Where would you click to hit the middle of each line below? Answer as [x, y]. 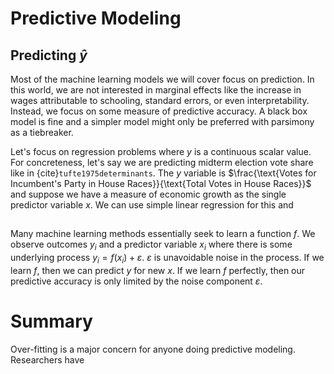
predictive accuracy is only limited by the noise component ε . [136, 281]
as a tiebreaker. [42, 132]
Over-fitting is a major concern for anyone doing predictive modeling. [153, 349]
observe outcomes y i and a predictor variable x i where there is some [151, 245]
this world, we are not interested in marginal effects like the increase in [156, 90]
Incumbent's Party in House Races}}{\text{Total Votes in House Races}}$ [161, 183]
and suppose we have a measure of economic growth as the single [148, 194]
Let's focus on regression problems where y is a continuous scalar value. [161, 151]
